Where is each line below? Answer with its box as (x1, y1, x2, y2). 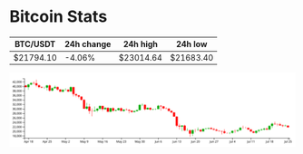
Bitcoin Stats (9, 6, 108, 27)
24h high (122, 39, 159, 50)
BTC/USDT (15, 39, 56, 50)
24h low (175, 39, 208, 50)
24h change (64, 39, 112, 50)
